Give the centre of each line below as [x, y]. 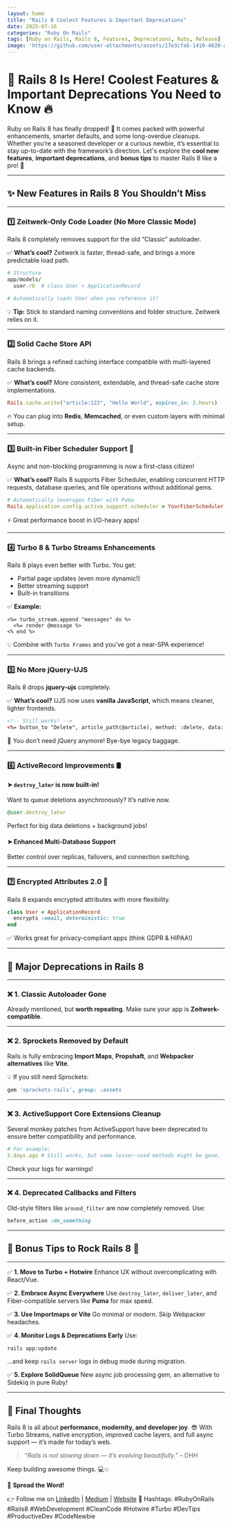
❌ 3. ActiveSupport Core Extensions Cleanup [84, 1114]
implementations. [32, 390]
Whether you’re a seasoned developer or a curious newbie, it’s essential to [113, 143]
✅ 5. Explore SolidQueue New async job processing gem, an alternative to [113, 1375]
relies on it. [23, 319]
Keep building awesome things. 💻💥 [58, 1469]
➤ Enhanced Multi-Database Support [61, 841]
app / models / [24, 279]
